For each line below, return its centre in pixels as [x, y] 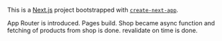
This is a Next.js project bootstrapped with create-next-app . [93, 10]
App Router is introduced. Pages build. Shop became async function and [111, 23]
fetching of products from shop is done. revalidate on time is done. [102, 30]
